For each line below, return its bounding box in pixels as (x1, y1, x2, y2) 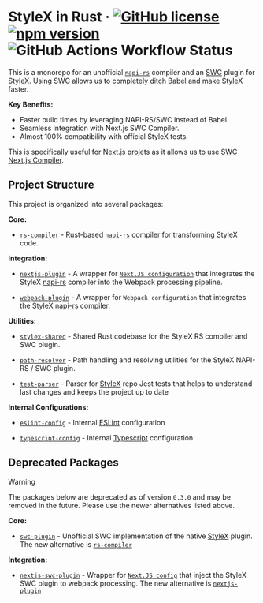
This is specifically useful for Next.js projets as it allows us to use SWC (8, 147, 238, 156)
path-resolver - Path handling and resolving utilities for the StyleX (19, 355, 235, 365)
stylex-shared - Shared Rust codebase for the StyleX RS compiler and (19, 331, 248, 341)
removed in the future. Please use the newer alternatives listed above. (8, 500, 235, 510)
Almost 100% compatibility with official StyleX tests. (19, 131, 189, 141)
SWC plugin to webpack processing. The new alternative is (19, 579, 212, 588)
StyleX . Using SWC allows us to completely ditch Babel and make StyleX (8, 76, 243, 85)
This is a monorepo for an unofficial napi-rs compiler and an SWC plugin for (8, 67, 256, 77)
